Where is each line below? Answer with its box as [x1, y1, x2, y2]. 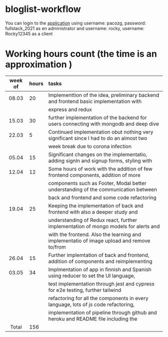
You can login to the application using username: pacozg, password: [5, 20, 146, 26]
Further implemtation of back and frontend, [48, 251, 149, 258]
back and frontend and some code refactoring [48, 194, 156, 201]
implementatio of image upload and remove [48, 237, 150, 244]
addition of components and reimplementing [48, 257, 152, 264]
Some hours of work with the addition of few [48, 165, 152, 172]
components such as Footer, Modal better [48, 179, 146, 186]
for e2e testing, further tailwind [48, 286, 121, 293]
